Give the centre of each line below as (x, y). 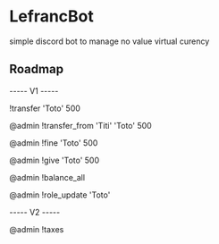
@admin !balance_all (47, 177)
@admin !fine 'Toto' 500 (54, 143)
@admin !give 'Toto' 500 (55, 160)
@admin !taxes (37, 229)
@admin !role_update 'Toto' (60, 195)
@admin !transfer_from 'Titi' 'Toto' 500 (80, 125)
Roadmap (37, 69)
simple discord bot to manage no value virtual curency (109, 41)
